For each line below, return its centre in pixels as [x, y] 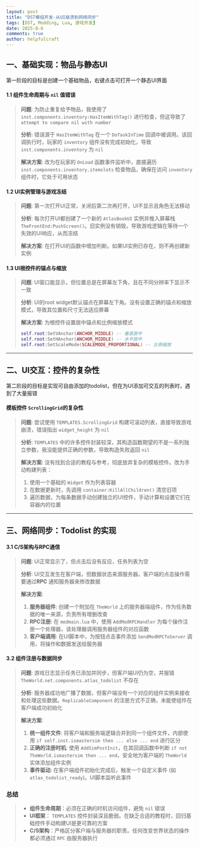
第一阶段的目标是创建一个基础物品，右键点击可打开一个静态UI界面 [87, 80]
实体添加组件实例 [50, 762]
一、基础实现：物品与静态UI [57, 65]
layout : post [22, 12]
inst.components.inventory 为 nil [62, 150]
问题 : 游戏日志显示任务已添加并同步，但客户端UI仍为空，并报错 [97, 672]
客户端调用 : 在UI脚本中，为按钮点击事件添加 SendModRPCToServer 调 [111, 636]
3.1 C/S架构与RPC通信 [33, 547]
